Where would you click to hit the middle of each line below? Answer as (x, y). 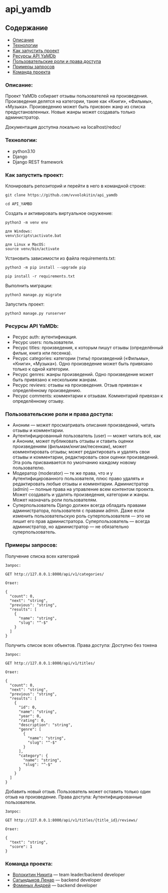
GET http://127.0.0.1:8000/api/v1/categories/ (55, 574)
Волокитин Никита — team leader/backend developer (69, 875)
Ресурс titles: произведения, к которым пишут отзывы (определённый (88, 348)
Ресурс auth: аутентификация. (45, 337)
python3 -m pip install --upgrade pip (46, 267)
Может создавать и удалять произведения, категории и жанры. (81, 495)
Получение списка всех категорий (42, 556)
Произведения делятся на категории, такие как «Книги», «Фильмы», (79, 101)
